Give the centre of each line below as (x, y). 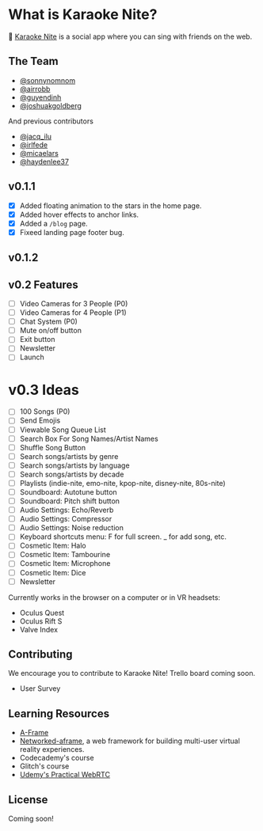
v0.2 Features (44, 285)
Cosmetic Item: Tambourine (65, 555)
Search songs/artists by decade (72, 474)
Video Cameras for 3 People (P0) (74, 304)
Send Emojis (40, 420)
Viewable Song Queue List (63, 430)
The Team (34, 61)
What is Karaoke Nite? (83, 15)
